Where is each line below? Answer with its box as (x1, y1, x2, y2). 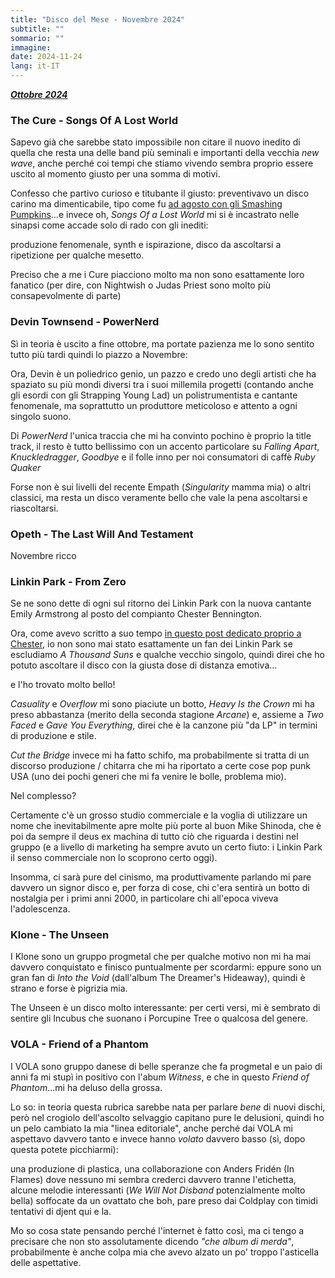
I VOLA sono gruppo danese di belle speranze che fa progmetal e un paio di (10, 1060, 323, 1072)
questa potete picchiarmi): (10, 1143, 119, 1155)
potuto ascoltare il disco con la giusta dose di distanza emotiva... (10, 659, 278, 671)
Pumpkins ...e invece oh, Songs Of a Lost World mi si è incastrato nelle (10, 209, 300, 221)
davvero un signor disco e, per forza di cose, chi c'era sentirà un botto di (10, 882, 310, 894)
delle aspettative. (10, 1256, 82, 1268)
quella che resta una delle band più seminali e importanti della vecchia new (10, 147, 320, 159)
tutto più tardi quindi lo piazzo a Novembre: (10, 348, 188, 360)
